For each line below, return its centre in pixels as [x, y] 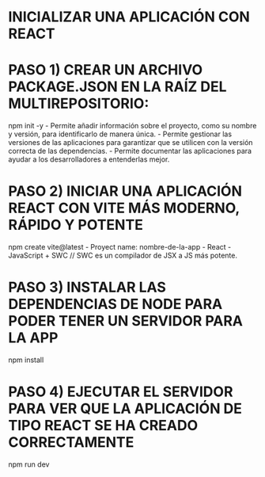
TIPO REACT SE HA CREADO [103, 426]
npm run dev [29, 464]
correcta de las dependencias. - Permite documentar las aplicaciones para [130, 151]
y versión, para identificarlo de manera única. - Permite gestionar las [120, 134]
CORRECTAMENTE [71, 443]
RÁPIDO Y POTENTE [76, 225]
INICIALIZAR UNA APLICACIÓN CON [129, 17]
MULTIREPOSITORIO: [79, 104]
